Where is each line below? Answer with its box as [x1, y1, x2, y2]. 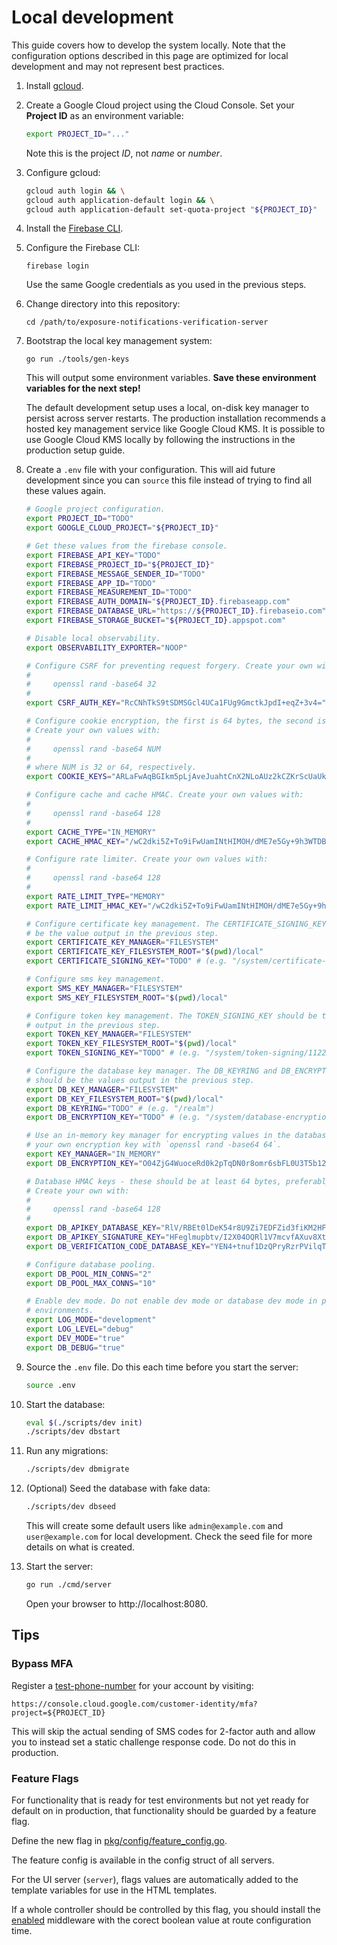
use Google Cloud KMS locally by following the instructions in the [25, 434, 296, 446]
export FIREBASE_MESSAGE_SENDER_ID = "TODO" [25, 569, 206, 579]
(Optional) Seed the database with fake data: [25, 1482, 211, 1495]
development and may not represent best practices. [11, 60, 225, 72]
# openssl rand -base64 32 [25, 679, 157, 690]
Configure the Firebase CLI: [25, 242, 141, 254]
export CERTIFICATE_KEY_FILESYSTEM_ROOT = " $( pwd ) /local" [25, 947, 264, 957]
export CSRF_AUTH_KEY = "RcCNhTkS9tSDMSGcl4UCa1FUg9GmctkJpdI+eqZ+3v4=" [25, 698, 327, 708]
